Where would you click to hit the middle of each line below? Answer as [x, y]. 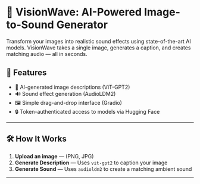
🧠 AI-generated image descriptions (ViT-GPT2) [72, 87]
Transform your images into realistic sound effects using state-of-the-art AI [99, 41]
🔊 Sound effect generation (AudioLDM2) [65, 93]
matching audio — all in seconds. [47, 54]
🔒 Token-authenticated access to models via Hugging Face [87, 111]
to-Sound [30, 25]
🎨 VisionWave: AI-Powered [74, 12]
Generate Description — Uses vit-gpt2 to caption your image [91, 163]
